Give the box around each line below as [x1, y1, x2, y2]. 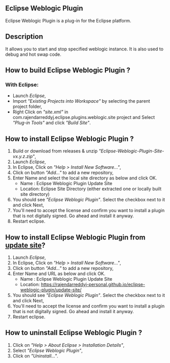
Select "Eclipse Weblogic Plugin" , [12, 347, 83, 353]
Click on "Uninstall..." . [12, 353, 58, 359]
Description [5, 33, 43, 41]
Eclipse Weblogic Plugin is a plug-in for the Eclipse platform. [5, 17, 131, 23]
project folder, [12, 104, 42, 110]
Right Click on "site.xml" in [12, 109, 69, 115]
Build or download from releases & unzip [12, 148, 98, 154]
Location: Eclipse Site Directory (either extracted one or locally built [20, 186, 162, 192]
